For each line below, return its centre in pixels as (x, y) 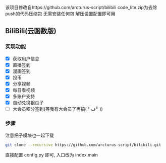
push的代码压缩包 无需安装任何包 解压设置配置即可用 (60, 14)
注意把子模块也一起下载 (30, 135)
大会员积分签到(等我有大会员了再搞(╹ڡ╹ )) (58, 109)
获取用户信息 (26, 58)
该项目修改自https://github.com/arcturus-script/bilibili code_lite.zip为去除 (81, 7)
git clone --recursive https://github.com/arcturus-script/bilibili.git (83, 145)
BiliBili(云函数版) (31, 31)
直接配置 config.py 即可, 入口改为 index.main (52, 155)
